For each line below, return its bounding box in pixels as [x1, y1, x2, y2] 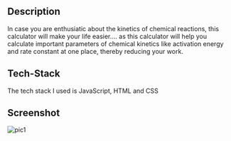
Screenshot [7, 107, 60, 119]
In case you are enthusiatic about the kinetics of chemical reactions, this [7, 24, 219, 33]
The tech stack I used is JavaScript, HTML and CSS [7, 86, 159, 95]
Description [7, 6, 60, 18]
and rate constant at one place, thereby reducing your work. [7, 47, 183, 55]
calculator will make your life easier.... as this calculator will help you [7, 32, 208, 40]
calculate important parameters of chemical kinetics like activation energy [7, 39, 224, 48]
